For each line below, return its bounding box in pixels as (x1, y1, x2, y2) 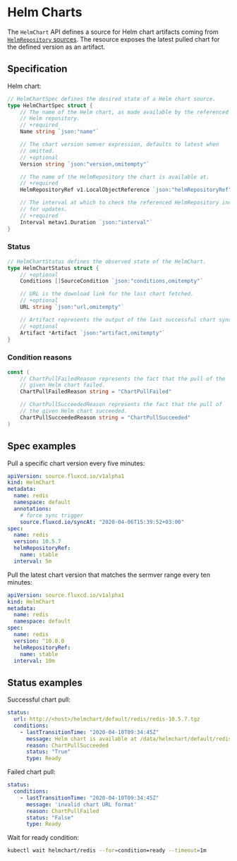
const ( (7, 368, 30, 376)
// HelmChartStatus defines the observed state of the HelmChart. (7, 258, 207, 265)
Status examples (7, 676, 83, 688)
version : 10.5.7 (13, 538, 61, 545)
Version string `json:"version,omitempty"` (20, 160, 150, 168)
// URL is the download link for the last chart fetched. (20, 291, 194, 298)
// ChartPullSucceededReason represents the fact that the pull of (20, 401, 222, 408)
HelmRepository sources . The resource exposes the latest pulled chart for (7, 35, 220, 43)
